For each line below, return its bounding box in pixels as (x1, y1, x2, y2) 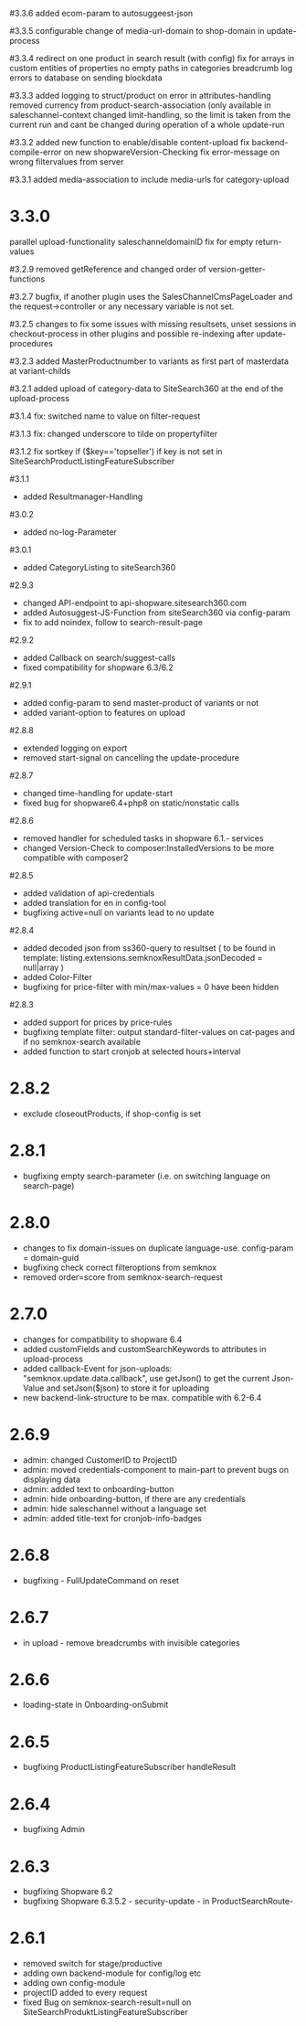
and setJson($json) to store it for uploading (46, 1382, 210, 1393)
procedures (9, 337, 53, 348)
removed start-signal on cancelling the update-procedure (22, 752, 240, 762)
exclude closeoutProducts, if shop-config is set (22, 1108, 202, 1119)
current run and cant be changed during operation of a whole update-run (9, 119, 285, 130)
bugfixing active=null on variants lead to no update (22, 907, 215, 918)
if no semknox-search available (22, 1036, 142, 1047)
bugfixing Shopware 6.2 (22, 1886, 113, 1897)
